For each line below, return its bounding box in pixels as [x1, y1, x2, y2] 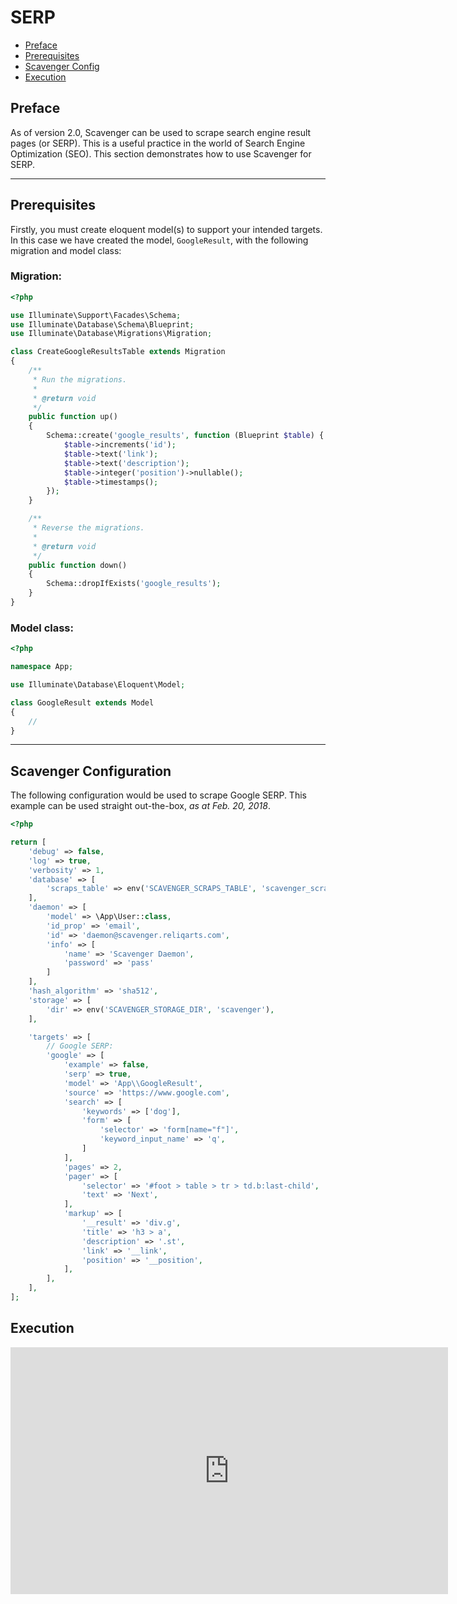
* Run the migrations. [32, 374, 128, 385]
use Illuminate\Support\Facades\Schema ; [10, 310, 182, 320]
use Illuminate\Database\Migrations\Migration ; [10, 329, 213, 339]
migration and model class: [10, 244, 122, 256]
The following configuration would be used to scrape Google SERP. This [10, 789, 307, 801]
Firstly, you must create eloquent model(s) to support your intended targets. [10, 223, 323, 235]
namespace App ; [10, 662, 74, 672]
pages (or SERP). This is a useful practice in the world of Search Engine [10, 137, 306, 149]
